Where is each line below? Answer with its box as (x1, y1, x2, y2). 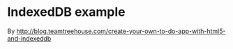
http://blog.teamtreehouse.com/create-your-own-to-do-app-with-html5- (16, 27, 226, 35)
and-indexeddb (7, 34, 52, 42)
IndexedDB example (7, 4, 126, 20)
